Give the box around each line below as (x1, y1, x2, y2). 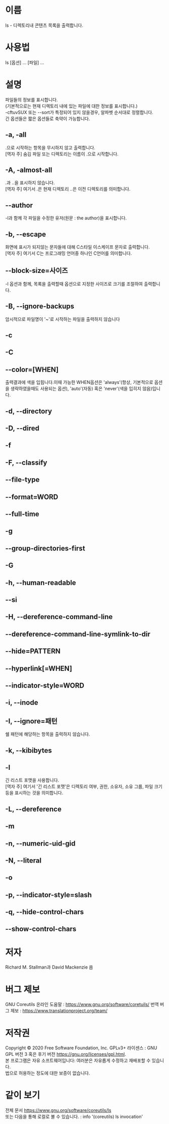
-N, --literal (5, 856, 42, 865)
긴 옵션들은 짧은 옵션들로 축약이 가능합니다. (5, 116, 90, 122)
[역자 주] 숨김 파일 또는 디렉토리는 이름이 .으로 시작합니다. (5, 151, 119, 157)
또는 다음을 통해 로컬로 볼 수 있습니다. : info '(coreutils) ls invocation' (5, 1113, 143, 1120)
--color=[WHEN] (5, 365, 59, 374)
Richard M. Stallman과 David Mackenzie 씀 (5, 964, 93, 970)
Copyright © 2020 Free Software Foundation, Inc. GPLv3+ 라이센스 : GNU (5, 1045, 157, 1051)
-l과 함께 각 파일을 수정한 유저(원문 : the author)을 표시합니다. (5, 215, 127, 221)
